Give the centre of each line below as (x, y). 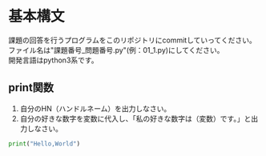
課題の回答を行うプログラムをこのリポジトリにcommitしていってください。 (132, 40)
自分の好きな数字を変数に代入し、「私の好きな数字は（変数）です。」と (135, 118)
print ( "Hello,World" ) (44, 144)
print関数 (31, 88)
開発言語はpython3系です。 (53, 60)
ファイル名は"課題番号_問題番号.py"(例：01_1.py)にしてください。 (116, 50)
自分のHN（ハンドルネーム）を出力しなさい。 (95, 108)
